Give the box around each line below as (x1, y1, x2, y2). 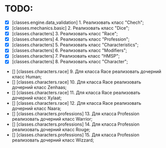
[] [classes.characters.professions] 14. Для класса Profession (11, 121, 140, 127)
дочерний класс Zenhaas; (11, 84, 67, 90)
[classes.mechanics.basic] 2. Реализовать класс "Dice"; (11, 25, 130, 31)
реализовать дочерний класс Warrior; (11, 116, 93, 122)
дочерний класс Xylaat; (11, 95, 62, 101)
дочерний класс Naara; (11, 105, 62, 112)
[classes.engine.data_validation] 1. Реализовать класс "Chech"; (11, 19, 144, 25)
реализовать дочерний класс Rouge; (11, 127, 91, 133)
